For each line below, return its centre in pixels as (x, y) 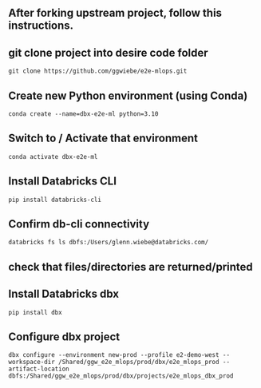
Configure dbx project (64, 337)
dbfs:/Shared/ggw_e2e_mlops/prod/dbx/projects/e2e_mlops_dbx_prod (121, 376)
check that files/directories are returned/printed (130, 267)
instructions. (41, 26)
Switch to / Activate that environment (103, 139)
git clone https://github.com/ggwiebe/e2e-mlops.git (98, 71)
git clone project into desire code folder (109, 52)
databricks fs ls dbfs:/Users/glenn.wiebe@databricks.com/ (109, 243)
